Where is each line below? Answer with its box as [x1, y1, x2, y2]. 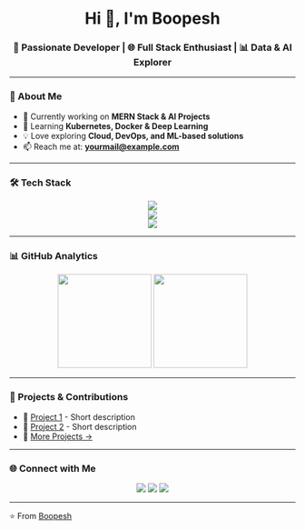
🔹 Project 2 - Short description [22, 421, 138, 432]
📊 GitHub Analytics [9, 250, 98, 262]
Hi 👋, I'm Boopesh [84, 8, 221, 29]
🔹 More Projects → [22, 431, 93, 442]
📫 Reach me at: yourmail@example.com [22, 141, 180, 152]
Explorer [133, 56, 172, 69]
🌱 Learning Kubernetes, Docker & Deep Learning [22, 120, 209, 131]
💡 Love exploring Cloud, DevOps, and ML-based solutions [22, 130, 244, 141]
